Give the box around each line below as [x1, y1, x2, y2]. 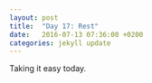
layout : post [9, 13, 59, 23]
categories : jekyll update [9, 38, 111, 48]
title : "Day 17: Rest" [9, 22, 100, 31]
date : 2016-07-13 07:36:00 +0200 [9, 30, 144, 39]
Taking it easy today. [9, 63, 87, 74]
